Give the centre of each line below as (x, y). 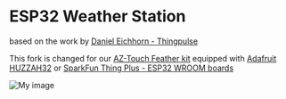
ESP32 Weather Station (98, 16)
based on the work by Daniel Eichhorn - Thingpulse (104, 41)
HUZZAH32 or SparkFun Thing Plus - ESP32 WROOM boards (122, 68)
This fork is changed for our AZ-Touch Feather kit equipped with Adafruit (143, 58)
